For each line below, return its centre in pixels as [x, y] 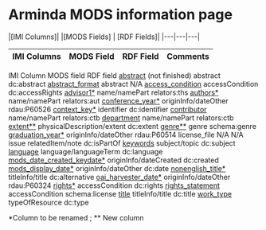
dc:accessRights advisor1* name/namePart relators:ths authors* [113, 92]
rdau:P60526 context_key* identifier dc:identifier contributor [108, 109]
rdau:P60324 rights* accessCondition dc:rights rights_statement [114, 185]
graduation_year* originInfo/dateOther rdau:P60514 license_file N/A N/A [126, 134]
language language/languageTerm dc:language [86, 151]
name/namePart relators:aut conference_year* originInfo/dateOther [118, 100]
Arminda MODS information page [121, 15]
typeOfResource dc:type [49, 202]
